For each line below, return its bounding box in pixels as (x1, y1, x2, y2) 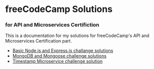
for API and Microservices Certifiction (5, 21, 99, 28)
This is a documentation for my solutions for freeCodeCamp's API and (5, 32, 149, 38)
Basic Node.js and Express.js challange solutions (12, 47, 113, 53)
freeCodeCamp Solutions (5, 3, 112, 15)
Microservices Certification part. (5, 38, 72, 44)
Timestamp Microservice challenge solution (12, 58, 103, 64)
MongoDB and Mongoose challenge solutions (12, 53, 106, 59)
